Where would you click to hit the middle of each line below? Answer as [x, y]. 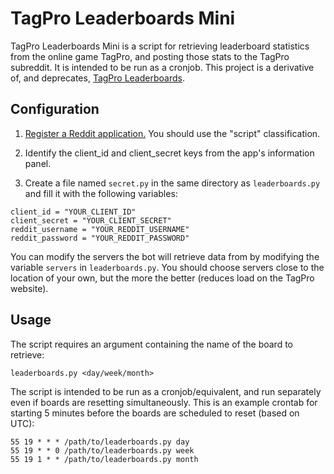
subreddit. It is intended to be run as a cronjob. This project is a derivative [162, 67]
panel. [38, 163]
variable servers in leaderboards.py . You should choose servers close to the [167, 267]
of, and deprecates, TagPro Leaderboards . [97, 78]
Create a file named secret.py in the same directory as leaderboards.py [172, 183]
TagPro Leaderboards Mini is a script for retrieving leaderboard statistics [160, 46]
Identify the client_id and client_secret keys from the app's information [169, 153]
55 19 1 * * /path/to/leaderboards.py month [104, 459]
